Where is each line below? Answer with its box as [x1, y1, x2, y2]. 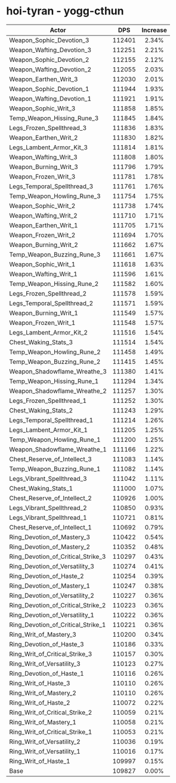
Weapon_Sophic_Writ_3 [9, 104, 76, 112]
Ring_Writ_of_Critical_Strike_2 [9, 708, 92, 716]
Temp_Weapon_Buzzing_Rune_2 [9, 357, 101, 366]
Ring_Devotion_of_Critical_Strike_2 [9, 601, 106, 609]
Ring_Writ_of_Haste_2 [9, 698, 70, 707]
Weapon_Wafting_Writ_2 [9, 211, 78, 219]
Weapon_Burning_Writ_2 [9, 240, 79, 249]
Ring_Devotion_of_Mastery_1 [9, 582, 91, 590]
